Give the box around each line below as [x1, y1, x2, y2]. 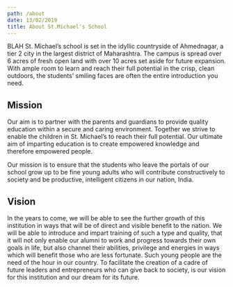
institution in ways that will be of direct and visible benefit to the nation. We [7, 222, 223, 229]
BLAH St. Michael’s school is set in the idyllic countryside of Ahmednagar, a [7, 42, 224, 51]
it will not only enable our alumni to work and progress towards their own [7, 236, 216, 244]
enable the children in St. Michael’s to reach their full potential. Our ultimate [7, 133, 223, 141]
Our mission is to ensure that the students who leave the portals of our [7, 161, 209, 169]
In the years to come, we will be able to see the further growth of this [7, 214, 205, 222]
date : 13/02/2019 [7, 17, 58, 24]
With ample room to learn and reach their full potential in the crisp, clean [7, 64, 215, 73]
